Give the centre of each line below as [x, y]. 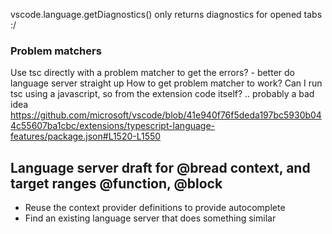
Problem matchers [56, 51]
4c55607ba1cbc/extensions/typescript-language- [113, 126]
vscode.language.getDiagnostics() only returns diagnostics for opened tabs [166, 14]
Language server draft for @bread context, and [160, 167]
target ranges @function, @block [116, 183]
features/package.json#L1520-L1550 [86, 136]
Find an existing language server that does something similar [150, 218]
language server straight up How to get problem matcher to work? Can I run [166, 83]
